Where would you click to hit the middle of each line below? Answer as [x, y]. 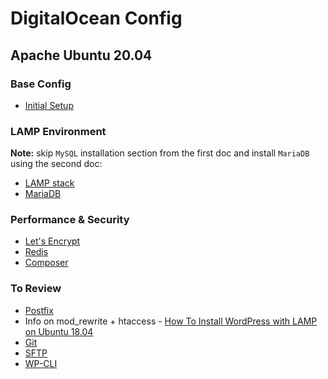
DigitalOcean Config [96, 18]
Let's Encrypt [52, 241]
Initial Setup [49, 105]
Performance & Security [70, 220]
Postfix [39, 310]
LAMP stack [49, 183]
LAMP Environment [58, 131]
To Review [36, 289]
